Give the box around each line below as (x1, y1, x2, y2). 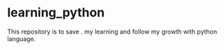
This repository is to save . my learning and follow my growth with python (7, 27, 218, 36)
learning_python (7, 5, 105, 21)
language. (7, 34, 36, 42)
